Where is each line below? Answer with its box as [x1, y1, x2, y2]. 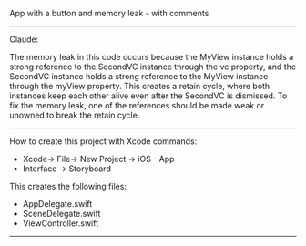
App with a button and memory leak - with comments [9, 8, 209, 18]
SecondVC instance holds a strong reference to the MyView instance [9, 71, 269, 81]
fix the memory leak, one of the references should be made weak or [9, 100, 265, 110]
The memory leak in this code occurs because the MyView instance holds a [9, 52, 294, 62]
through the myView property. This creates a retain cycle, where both [9, 81, 270, 91]
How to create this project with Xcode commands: [9, 136, 198, 147]
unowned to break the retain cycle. [9, 109, 140, 120]
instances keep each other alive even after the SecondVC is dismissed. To [9, 90, 288, 101]
